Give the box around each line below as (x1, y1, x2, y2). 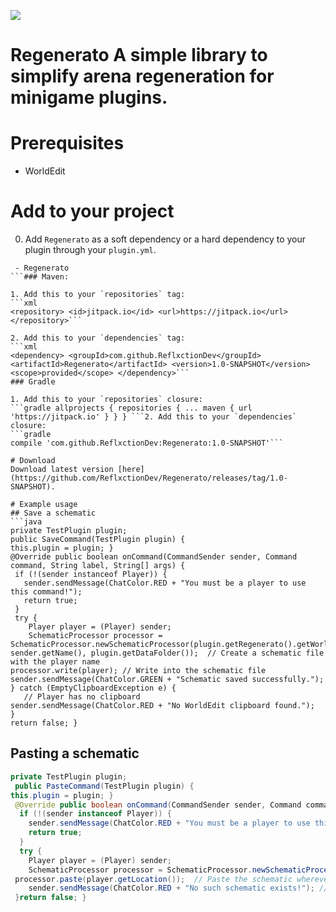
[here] (117, 465, 145, 475)
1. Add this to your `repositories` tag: (10, 290, 186, 300)
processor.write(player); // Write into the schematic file (10, 666, 267, 676)
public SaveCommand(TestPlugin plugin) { (10, 535, 186, 545)
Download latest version (10, 465, 114, 475)
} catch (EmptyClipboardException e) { (10, 683, 177, 694)
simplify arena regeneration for (10, 65, 275, 88)
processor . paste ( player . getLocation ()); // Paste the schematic (14, 874, 293, 884)
